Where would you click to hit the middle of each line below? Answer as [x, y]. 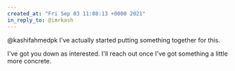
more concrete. [29, 61]
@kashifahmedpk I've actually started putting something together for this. [114, 40]
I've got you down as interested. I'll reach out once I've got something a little [117, 54]
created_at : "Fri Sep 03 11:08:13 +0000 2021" [76, 14]
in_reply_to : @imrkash [40, 20]
